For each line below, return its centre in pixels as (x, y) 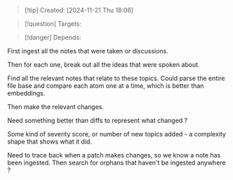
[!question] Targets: (53, 24)
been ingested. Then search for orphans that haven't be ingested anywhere (116, 162)
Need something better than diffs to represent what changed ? (98, 120)
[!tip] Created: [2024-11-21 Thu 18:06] (79, 10)
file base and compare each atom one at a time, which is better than (106, 86)
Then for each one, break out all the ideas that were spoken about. (104, 65)
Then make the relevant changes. (55, 107)
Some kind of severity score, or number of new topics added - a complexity (117, 134)
